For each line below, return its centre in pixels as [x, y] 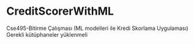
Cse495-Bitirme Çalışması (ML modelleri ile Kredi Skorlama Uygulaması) [97, 28]
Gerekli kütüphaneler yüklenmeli [47, 34]
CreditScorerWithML [60, 11]
